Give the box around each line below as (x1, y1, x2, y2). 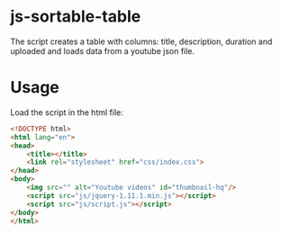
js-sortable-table (10, 6, 141, 27)
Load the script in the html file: (10, 106, 124, 118)
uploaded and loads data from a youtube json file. (10, 45, 195, 56)
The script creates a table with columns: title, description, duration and (10, 36, 273, 47)
